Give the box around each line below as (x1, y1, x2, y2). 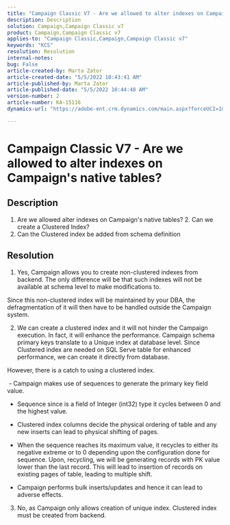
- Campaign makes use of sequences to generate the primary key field (8, 379, 209, 387)
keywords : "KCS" (7, 42, 53, 49)
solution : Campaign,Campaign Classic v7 (7, 23, 125, 29)
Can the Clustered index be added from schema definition (16, 230, 181, 238)
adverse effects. (16, 490, 64, 498)
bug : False (7, 61, 38, 68)
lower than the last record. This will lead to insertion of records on (16, 463, 203, 471)
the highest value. (16, 407, 68, 415)
